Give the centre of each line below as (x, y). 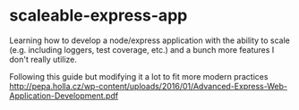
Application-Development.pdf (64, 96)
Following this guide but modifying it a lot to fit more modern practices (139, 76)
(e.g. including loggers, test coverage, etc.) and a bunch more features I (142, 49)
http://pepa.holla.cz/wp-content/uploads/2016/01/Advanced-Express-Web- (149, 86)
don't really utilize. (43, 59)
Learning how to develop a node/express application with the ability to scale (150, 40)
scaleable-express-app (98, 16)
